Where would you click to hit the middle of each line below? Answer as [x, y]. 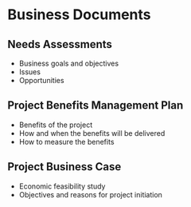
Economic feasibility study [62, 186]
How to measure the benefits [66, 141]
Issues [30, 72]
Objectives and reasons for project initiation [90, 194]
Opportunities [41, 80]
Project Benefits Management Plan [95, 105]
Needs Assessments [60, 44]
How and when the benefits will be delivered [92, 133]
